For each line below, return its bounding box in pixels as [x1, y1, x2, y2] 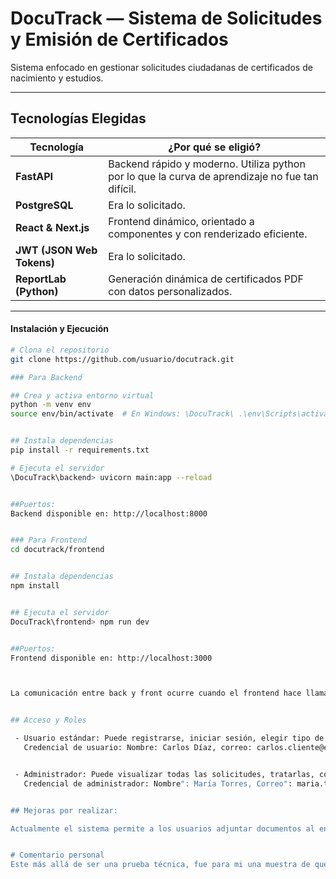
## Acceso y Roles [10, 715, 87, 726]
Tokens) [15, 255, 55, 269]
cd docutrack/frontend [10, 545, 105, 555]
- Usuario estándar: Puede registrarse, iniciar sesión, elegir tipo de [14, 733, 325, 744]
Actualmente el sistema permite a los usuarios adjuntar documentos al [10, 823, 315, 834]
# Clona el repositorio [10, 345, 110, 355]
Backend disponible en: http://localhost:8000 [10, 508, 208, 519]
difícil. [108, 182, 137, 196]
